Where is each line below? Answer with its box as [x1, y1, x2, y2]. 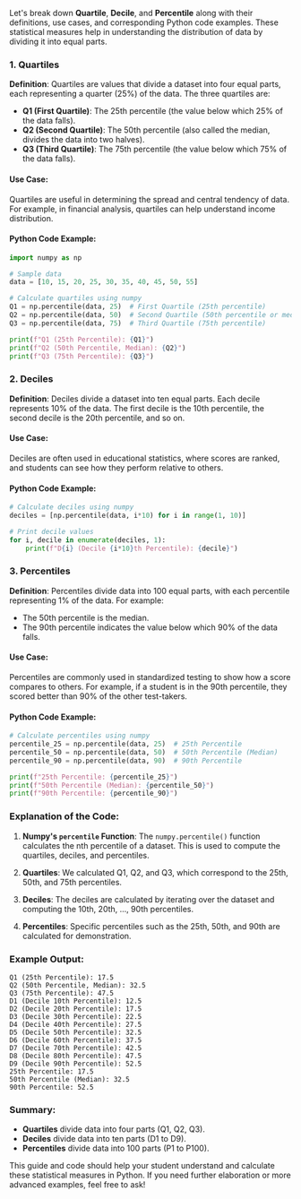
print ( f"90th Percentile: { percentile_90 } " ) [9, 789, 178, 798]
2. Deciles [9, 373, 54, 385]
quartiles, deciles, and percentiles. [21, 850, 150, 860]
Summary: [9, 1103, 56, 1116]
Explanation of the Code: [9, 810, 119, 823]
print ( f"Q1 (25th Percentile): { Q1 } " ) [9, 335, 154, 344]
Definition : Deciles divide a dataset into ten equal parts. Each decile [9, 393, 261, 404]
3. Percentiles [9, 565, 71, 577]
